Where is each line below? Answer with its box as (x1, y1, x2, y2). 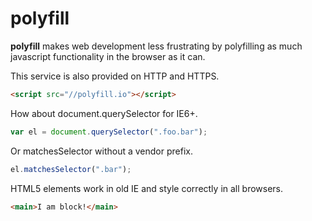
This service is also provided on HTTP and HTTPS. (10, 70, 220, 82)
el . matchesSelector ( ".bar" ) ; (10, 164, 132, 174)
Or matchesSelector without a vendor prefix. (10, 145, 193, 157)
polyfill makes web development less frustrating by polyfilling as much (10, 40, 303, 52)
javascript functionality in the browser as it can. (10, 50, 206, 62)
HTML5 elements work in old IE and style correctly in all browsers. (10, 182, 284, 194)
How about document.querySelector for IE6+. (10, 107, 198, 119)
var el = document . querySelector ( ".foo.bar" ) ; (10, 127, 208, 137)
